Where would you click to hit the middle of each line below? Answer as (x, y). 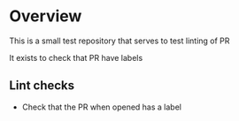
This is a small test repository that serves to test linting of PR (119, 41)
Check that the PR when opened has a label (101, 107)
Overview (46, 16)
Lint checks (42, 86)
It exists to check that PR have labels (76, 57)
